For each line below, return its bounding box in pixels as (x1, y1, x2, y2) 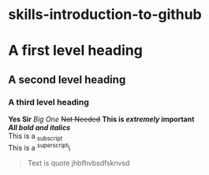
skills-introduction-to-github (8, 6, 203, 24)
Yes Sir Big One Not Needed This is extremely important (8, 114, 195, 124)
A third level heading (8, 96, 89, 107)
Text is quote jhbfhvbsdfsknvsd (27, 158, 130, 167)
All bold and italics (8, 123, 71, 132)
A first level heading (8, 42, 144, 60)
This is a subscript (8, 132, 63, 143)
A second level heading (8, 73, 126, 86)
